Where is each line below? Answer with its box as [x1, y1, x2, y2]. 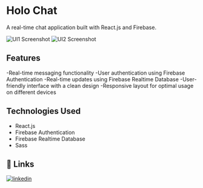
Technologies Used [6, 106, 81, 116]
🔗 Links [6, 159, 35, 169]
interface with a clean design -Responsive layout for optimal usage [27, 82, 194, 89]
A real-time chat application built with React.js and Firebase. [6, 24, 156, 31]
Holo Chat [6, 4, 58, 18]
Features [6, 53, 41, 64]
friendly [6, 82, 26, 89]
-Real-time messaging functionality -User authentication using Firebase [6, 69, 185, 76]
